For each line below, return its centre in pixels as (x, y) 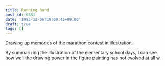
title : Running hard (27, 10)
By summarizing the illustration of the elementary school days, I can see (81, 53)
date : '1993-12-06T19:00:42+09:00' (43, 19)
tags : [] (15, 29)
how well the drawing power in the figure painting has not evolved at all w (83, 58)
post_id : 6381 (20, 15)
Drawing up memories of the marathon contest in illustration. (69, 43)
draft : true (18, 24)
